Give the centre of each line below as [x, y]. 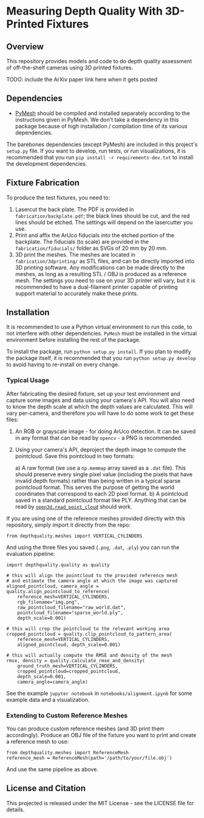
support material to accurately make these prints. [76, 293]
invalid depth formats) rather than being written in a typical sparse [98, 480]
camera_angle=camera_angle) [53, 682]
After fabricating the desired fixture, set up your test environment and [93, 393]
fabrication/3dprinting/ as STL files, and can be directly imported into [105, 261]
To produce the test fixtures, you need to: [58, 197]
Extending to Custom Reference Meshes [67, 715]
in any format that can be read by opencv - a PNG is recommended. [99, 438]
